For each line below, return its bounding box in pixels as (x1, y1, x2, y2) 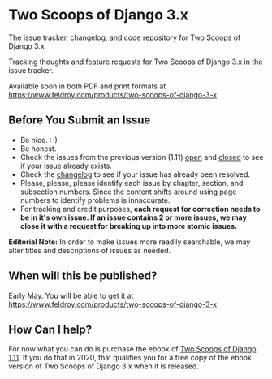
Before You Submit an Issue (8, 114, 151, 127)
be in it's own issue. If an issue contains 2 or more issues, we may (19, 213, 248, 222)
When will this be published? (8, 269, 158, 283)
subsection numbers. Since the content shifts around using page (19, 187, 237, 196)
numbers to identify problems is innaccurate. (19, 195, 171, 205)
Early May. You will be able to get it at (8, 291, 134, 300)
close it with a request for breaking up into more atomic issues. (19, 221, 238, 230)
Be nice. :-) (19, 135, 58, 144)
